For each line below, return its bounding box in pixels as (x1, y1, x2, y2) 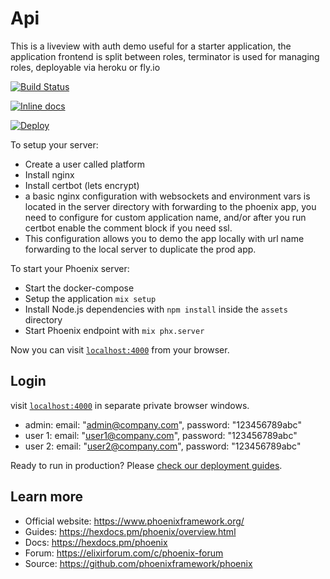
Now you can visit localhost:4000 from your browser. (10, 343, 230, 356)
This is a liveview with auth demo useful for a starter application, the (10, 40, 292, 52)
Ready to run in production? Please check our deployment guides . (10, 459, 283, 471)
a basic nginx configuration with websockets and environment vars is (24, 190, 311, 202)
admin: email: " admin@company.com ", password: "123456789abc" (24, 418, 302, 431)
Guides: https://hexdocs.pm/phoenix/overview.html (24, 525, 237, 537)
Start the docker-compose (24, 282, 135, 294)
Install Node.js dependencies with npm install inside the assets (24, 303, 288, 315)
